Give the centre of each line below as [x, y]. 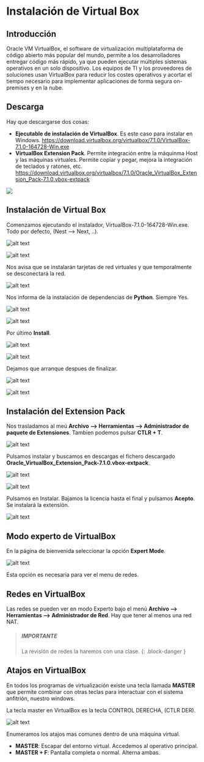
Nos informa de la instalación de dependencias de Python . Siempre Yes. [98, 297]
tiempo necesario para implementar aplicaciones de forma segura [89, 81]
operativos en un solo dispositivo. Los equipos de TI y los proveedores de [99, 68]
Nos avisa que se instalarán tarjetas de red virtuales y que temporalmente [99, 267]
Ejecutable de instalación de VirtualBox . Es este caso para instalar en [104, 134]
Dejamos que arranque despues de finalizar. [62, 368]
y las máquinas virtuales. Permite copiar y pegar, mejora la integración [104, 159]
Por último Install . [29, 333]
